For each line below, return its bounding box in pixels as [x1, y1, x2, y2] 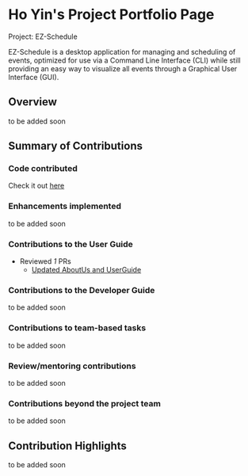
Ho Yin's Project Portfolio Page [8, 6, 215, 24]
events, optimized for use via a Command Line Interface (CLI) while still [8, 55, 241, 65]
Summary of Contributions [8, 139, 143, 153]
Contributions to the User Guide [8, 238, 133, 249]
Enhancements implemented [8, 200, 121, 211]
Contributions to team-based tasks [8, 322, 147, 333]
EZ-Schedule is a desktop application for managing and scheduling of [8, 47, 236, 56]
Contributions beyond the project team [8, 398, 161, 409]
